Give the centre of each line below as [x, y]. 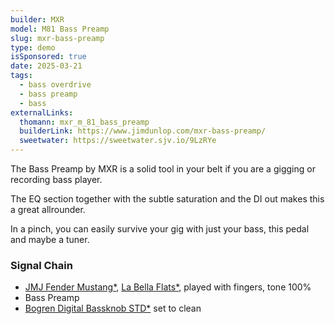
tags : [21, 76]
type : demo [33, 47]
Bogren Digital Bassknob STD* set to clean [113, 308]
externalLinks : [42, 112]
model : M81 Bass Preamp [60, 29]
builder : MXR [37, 19]
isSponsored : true [48, 57]
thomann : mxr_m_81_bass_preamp [84, 122]
